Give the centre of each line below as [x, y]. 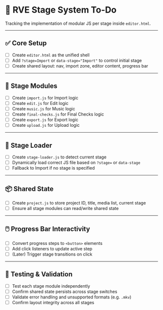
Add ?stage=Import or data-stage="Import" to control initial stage [77, 60]
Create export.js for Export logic [45, 120]
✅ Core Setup [26, 43]
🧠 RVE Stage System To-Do [61, 10]
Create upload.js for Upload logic [46, 125]
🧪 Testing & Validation [39, 274]
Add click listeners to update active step [52, 249]
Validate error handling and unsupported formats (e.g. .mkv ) [72, 297]
